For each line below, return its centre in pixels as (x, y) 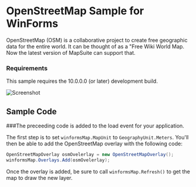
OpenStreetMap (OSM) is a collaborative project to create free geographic (97, 40)
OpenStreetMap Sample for (75, 11)
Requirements (27, 68)
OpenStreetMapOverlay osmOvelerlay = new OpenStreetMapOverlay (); (90, 155)
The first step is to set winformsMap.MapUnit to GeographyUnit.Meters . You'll (97, 138)
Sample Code (31, 111)
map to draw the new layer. (39, 177)
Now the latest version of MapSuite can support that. (71, 52)
